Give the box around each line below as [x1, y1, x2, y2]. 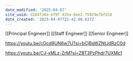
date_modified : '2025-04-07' [5, 7, 67, 13]
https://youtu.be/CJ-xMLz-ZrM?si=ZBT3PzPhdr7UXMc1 [5, 50, 122, 56]
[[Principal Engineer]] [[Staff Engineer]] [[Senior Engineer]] [5, 31, 128, 37]
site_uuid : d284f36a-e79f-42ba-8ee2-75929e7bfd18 [5, 12, 113, 17]
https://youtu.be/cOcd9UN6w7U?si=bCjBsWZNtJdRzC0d [5, 40, 126, 46]
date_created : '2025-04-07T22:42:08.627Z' [5, 17, 96, 22]
